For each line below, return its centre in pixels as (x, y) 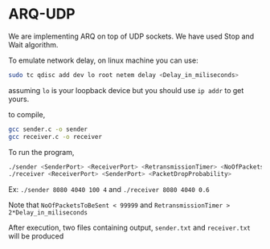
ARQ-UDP (42, 14)
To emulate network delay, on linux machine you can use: (103, 60)
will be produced (36, 236)
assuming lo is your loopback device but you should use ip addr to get (126, 90)
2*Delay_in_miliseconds (48, 213)
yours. (19, 99)
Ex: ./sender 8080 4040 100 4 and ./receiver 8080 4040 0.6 (109, 190)
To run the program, (41, 152)
